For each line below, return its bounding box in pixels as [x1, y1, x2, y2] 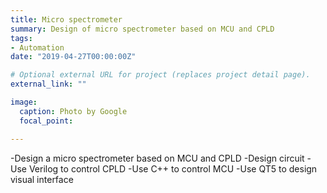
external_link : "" [10, 79, 87, 90]
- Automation [10, 42, 65, 53]
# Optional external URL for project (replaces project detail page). [10, 70, 311, 80]
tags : [10, 33, 33, 43]
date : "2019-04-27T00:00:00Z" [10, 52, 137, 62]
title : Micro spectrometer [10, 14, 123, 25]
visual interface [10, 173, 74, 185]
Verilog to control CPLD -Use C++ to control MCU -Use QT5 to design [28, 162, 318, 175]
